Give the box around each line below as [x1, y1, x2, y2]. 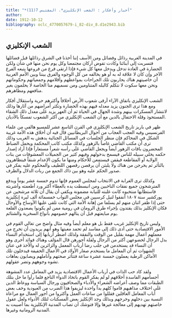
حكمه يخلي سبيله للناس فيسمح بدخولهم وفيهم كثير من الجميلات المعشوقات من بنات [6, 151, 166, 157]
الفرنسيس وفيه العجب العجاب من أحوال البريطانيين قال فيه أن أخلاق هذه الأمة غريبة [6, 129, 165, 135]
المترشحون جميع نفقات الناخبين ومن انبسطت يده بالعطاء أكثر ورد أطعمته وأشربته [6, 183, 161, 189]
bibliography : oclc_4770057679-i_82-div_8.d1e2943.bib [6, 22, 125, 27]
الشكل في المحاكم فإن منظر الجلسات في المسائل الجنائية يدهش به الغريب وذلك [6, 135, 159, 141]
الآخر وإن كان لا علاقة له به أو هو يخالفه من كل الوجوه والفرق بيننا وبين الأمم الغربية [6, 71, 163, 77]
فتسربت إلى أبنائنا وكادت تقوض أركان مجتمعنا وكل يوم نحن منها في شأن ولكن [6, 60, 154, 66]
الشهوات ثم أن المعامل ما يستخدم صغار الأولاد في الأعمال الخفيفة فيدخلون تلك [6, 248, 155, 254]
